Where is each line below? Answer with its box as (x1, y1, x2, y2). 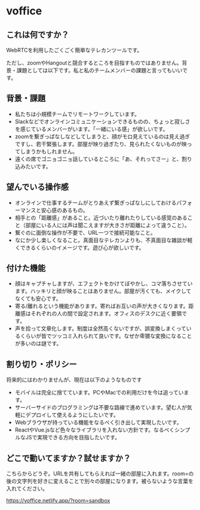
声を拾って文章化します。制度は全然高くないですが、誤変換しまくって (14, 325, 187, 332)
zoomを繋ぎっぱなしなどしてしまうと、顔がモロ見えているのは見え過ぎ (14, 133, 190, 140)
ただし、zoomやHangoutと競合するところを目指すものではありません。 (6, 59, 182, 66)
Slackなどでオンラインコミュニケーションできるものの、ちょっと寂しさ (14, 118, 190, 125)
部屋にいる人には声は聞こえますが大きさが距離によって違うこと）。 (25, 221, 190, 229)
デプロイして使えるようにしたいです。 (25, 411, 119, 418)
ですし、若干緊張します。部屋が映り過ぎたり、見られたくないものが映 (14, 140, 187, 147)
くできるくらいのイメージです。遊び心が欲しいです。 (14, 244, 144, 251)
